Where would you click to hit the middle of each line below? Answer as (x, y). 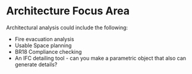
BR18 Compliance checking (48, 51)
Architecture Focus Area (68, 11)
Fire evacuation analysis (44, 39)
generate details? (36, 64)
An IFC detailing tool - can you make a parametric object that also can (100, 58)
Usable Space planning (43, 45)
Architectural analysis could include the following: (67, 27)
